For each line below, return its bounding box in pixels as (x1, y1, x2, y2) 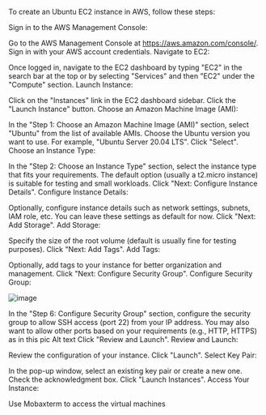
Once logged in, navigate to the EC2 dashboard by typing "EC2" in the (8, 62, 243, 72)
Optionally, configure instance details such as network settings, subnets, (8, 203, 251, 212)
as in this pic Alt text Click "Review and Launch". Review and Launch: (8, 335, 239, 344)
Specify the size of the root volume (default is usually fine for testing (8, 236, 237, 246)
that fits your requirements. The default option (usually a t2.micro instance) (8, 170, 259, 179)
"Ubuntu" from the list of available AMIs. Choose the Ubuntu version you (8, 129, 251, 138)
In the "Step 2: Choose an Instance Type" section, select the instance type (8, 161, 257, 171)
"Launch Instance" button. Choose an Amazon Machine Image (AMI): (8, 105, 239, 113)
